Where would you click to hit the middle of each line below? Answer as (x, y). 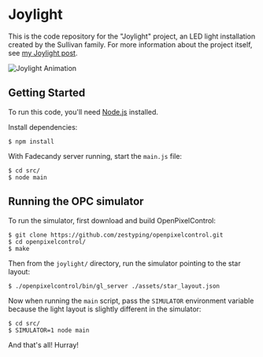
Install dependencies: (43, 127)
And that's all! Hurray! (43, 344)
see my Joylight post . (43, 53)
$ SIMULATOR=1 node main (49, 330)
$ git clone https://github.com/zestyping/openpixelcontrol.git (116, 235)
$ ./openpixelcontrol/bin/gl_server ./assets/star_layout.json (114, 286)
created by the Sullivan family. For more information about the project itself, (130, 44)
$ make (19, 248)
